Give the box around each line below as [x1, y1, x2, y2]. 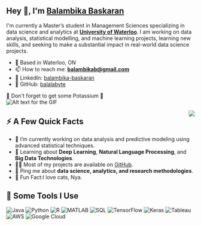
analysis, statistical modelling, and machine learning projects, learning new [6, 34, 191, 42]
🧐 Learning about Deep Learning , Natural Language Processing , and [14, 148, 187, 155]
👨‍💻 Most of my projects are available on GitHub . [14, 161, 133, 168]
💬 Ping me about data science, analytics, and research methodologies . [14, 167, 193, 174]
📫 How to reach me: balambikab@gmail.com [14, 65, 130, 72]
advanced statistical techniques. [14, 142, 95, 149]
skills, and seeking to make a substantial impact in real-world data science [6, 41, 190, 48]
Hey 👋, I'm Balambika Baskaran [6, 6, 124, 16]
